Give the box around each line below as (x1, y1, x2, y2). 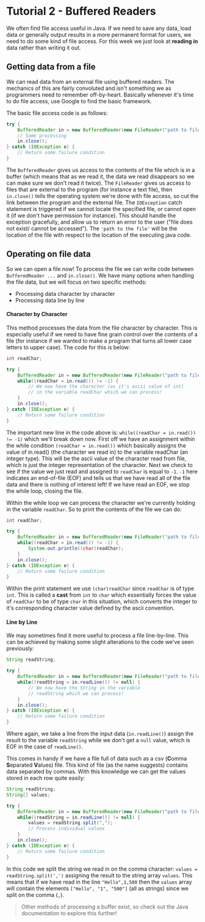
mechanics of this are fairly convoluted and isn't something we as (6, 84, 172, 92)
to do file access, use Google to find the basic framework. (6, 97, 153, 105)
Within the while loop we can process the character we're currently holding (6, 499, 195, 506)
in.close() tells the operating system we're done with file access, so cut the (6, 192, 199, 199)
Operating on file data (6, 249, 91, 259)
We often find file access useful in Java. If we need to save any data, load (6, 24, 192, 32)
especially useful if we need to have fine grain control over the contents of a (6, 330, 198, 337)
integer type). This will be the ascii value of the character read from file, (6, 454, 187, 462)
